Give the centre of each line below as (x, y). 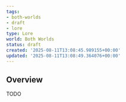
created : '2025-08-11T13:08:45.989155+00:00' (63, 50)
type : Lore (20, 34)
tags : (13, 12)
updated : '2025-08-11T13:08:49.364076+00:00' (63, 56)
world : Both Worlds (30, 39)
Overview (25, 80)
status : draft (24, 45)
